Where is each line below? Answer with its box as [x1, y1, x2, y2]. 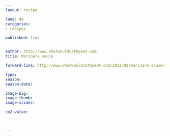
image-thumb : [5, 95, 33, 101]
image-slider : [5, 100, 36, 105]
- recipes [5, 26, 26, 31]
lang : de [5, 16, 24, 22]
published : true [5, 35, 40, 41]
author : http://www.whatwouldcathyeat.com [5, 49, 97, 54]
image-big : [5, 91, 29, 96]
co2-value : [5, 110, 29, 115]
